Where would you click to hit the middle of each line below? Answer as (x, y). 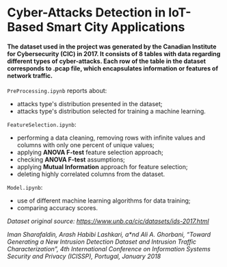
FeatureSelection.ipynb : (42, 125)
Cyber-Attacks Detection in (86, 13)
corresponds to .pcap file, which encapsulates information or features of (113, 68)
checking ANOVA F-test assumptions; (71, 160)
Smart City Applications (116, 27)
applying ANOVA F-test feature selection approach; (90, 153)
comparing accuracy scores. (57, 208)
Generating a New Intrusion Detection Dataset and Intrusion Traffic (102, 242)
